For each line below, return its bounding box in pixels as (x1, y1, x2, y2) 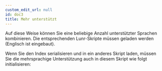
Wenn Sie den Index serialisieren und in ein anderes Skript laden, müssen (5, 50, 156, 56)
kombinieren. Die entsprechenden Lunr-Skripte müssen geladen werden (5, 35, 154, 41)
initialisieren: (5, 61, 31, 67)
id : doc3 (5, 12, 23, 17)
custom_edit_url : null (5, 7, 52, 12)
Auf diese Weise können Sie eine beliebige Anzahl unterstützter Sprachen (5, 30, 157, 36)
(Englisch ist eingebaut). (5, 41, 55, 47)
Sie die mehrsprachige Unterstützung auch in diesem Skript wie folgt (5, 56, 147, 62)
